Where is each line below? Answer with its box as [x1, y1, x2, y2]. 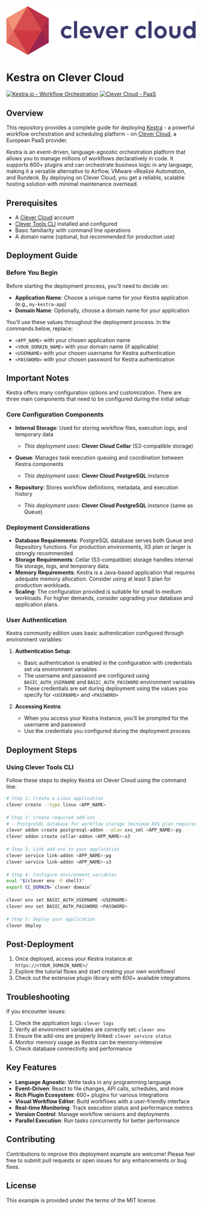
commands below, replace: [6, 325, 73, 332]
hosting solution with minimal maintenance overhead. [6, 181, 138, 188]
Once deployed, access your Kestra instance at [14, 955, 132, 962]
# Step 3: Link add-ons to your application [6, 846, 120, 852]
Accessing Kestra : [14, 703, 62, 710]
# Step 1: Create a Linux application [6, 796, 103, 802]
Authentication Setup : [14, 647, 72, 655]
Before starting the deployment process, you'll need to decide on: [6, 282, 170, 289]
